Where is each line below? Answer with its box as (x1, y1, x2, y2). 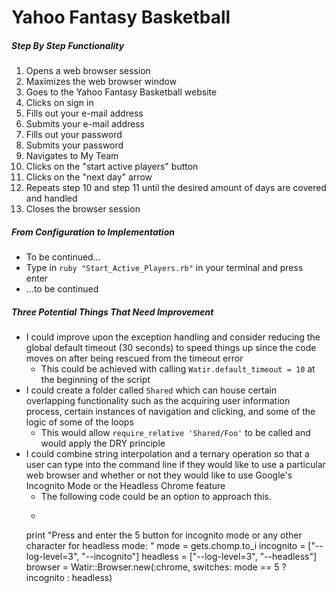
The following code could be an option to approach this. (40, 491, 272, 503)
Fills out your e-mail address (25, 107, 144, 120)
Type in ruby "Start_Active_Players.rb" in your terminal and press (25, 262, 304, 274)
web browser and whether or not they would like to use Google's (25, 469, 293, 481)
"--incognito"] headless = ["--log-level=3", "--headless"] (81, 551, 318, 563)
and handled (25, 192, 78, 205)
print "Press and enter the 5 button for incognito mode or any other (25, 529, 303, 541)
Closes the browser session (25, 203, 141, 215)
